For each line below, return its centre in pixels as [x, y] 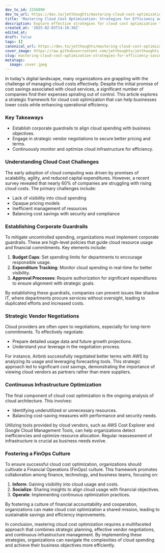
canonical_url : [21, 46]
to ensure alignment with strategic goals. [53, 283]
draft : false [18, 37]
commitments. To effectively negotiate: [45, 332]
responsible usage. [31, 262]
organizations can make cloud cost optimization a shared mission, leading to [82, 509]
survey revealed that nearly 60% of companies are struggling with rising [78, 183]
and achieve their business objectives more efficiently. [60, 545]
